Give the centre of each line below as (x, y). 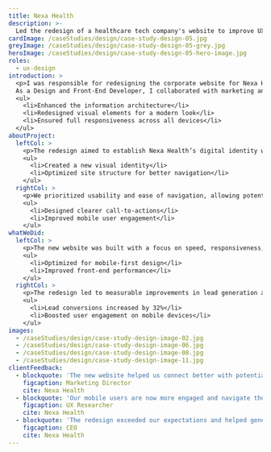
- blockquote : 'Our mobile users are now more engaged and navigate (133, 398)
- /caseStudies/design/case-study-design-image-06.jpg (110, 346)
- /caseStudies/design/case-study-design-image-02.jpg (110, 338)
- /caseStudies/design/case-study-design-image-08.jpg (110, 353)
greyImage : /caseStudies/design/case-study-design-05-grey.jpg (117, 46)
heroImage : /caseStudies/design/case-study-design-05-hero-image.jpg (128, 53)
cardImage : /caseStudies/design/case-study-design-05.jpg (108, 38)
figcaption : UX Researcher (68, 405)
